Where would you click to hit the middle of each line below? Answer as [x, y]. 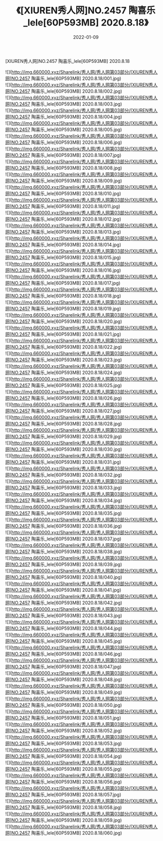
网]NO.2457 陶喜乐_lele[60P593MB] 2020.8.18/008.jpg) [64, 168]
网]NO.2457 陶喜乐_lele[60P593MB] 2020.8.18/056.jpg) [64, 782]
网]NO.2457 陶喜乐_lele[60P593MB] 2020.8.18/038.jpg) [64, 551]
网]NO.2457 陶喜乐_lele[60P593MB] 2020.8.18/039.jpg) [64, 564]
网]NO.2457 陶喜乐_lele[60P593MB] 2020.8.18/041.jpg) [63, 590]
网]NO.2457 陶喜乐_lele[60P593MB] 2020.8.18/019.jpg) [63, 308]
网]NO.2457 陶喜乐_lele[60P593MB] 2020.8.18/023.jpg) [64, 360]
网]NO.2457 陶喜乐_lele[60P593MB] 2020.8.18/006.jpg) [64, 142]
